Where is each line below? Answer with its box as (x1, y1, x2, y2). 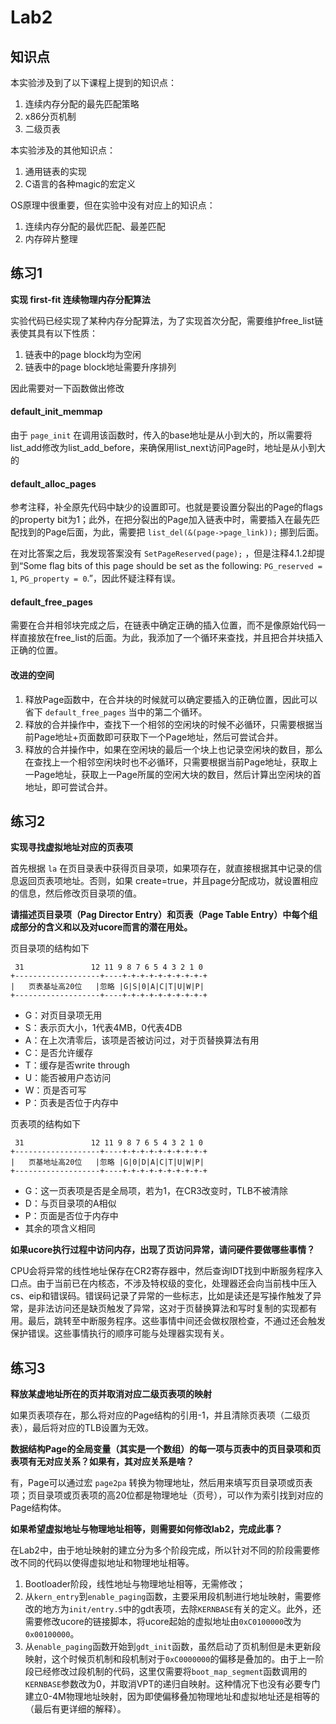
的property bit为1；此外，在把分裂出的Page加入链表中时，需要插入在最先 (10, 514, 312, 526)
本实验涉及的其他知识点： (10, 144, 116, 156)
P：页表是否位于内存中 (24, 1097, 119, 1109)
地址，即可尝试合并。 (24, 781, 113, 793)
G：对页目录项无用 (24, 1009, 103, 1021)
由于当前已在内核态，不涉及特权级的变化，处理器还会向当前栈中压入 (36, 1277, 317, 1290)
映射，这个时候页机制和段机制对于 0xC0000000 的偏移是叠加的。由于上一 (24, 1653, 316, 1665)
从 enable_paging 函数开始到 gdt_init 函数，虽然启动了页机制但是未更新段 (24, 1641, 322, 1653)
